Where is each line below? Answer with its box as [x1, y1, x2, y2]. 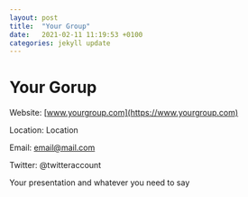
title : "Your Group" [9, 22, 91, 31]
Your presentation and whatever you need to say [9, 177, 190, 188]
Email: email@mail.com [9, 142, 96, 154]
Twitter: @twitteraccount [9, 160, 102, 171]
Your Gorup [9, 78, 97, 98]
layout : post [9, 13, 59, 23]
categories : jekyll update [9, 38, 111, 48]
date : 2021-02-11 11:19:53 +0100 [9, 30, 143, 39]
